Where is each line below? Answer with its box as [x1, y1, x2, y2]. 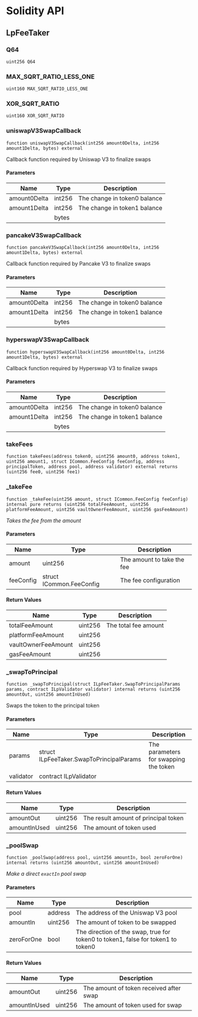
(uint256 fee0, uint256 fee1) [6, 469, 81, 475]
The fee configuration [120, 576, 180, 584]
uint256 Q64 [6, 59, 35, 64]
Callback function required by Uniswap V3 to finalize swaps [6, 156, 151, 163]
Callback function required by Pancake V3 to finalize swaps [6, 260, 151, 267]
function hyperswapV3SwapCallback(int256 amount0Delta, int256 [6, 349, 165, 355]
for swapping [148, 756, 186, 764]
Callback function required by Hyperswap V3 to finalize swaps [6, 364, 158, 372]
